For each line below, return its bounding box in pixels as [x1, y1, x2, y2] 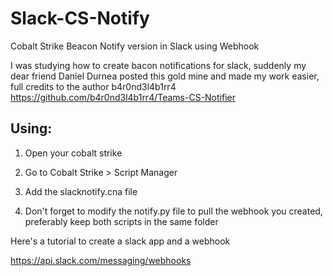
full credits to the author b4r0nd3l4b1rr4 [10, 80, 177, 92]
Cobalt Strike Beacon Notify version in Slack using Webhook [10, 40, 260, 52]
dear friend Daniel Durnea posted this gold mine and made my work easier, [10, 70, 320, 82]
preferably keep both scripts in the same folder [24, 215, 219, 227]
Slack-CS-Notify [10, 7, 150, 30]
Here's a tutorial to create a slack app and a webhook [10, 235, 231, 247]
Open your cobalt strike [24, 147, 123, 159]
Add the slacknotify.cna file [24, 185, 138, 197]
